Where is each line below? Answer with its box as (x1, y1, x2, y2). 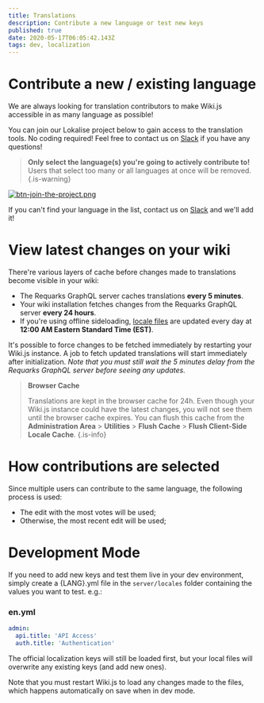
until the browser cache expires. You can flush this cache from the (27, 413, 245, 422)
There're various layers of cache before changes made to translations (8, 267, 236, 277)
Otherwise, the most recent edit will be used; (19, 516, 166, 525)
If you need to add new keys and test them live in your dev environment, (8, 570, 244, 579)
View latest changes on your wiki (8, 241, 231, 259)
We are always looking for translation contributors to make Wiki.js (8, 101, 223, 111)
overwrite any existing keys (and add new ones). (8, 662, 166, 671)
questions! (8, 142, 43, 151)
